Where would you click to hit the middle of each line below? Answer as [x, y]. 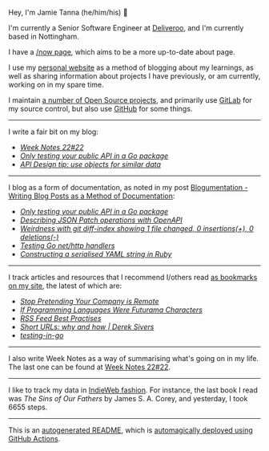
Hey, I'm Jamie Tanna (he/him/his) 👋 [68, 12]
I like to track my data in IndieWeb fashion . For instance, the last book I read [133, 390]
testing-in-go [42, 335]
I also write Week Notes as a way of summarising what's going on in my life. [133, 358]
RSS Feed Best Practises [60, 318]
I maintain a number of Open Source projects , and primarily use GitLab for [130, 100]
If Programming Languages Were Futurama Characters [111, 310]
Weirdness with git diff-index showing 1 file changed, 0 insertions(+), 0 [137, 228]
